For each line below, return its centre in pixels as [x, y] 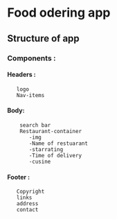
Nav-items [30, 95]
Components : [31, 58]
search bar [35, 125]
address [27, 204]
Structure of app [43, 38]
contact [27, 210]
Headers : [21, 75]
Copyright [30, 192]
